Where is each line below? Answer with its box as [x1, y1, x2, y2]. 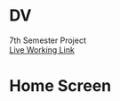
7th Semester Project [9, 35, 86, 46]
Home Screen [9, 76, 112, 97]
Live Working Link [9, 44, 76, 55]
